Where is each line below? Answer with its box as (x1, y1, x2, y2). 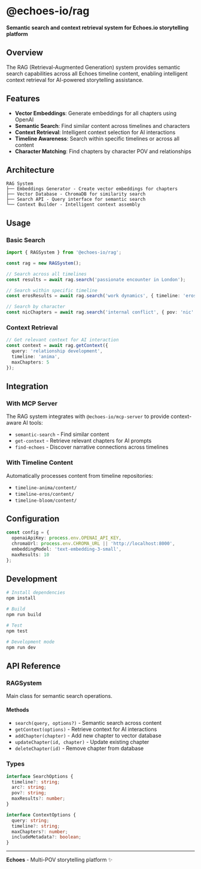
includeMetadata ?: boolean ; (11, 834, 82, 840)
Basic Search (6, 236, 45, 244)
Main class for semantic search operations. (6, 693, 112, 700)
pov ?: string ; (11, 790, 47, 796)
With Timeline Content (6, 459, 74, 467)
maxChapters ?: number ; (11, 828, 68, 835)
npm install (6, 595, 36, 602)
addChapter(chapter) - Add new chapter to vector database (14, 732, 162, 739)
